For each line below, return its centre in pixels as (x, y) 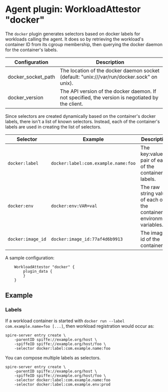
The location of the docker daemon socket (110, 70)
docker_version (25, 97)
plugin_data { (38, 271)
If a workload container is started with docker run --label (65, 321)
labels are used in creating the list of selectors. (53, 127)
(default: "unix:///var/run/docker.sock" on (108, 77)
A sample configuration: (30, 258)
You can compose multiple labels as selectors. (53, 357)
